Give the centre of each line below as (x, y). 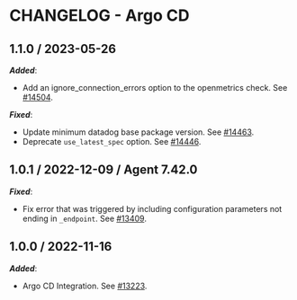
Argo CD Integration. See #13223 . (85, 286)
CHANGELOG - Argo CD (99, 16)
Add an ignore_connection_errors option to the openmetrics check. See (155, 88)
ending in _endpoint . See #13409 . (84, 218)
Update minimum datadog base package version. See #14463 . (138, 132)
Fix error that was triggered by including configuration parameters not (152, 208)
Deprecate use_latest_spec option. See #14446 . (112, 141)
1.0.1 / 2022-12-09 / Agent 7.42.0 (103, 170)
